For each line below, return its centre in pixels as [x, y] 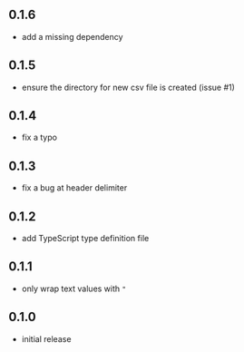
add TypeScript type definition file [85, 239]
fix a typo [39, 137]
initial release [46, 338]
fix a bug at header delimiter [74, 188]
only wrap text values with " [74, 288]
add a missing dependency [72, 36]
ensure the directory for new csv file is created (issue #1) [128, 87]
